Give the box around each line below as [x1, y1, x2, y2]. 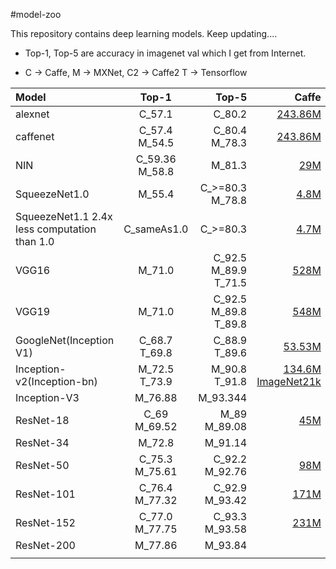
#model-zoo [10, 9, 62, 20]
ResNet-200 [15, 539, 76, 552]
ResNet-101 [15, 487, 76, 501]
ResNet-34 [15, 436, 70, 449]
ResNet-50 [15, 459, 70, 472]
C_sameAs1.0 [123, 222, 189, 236]
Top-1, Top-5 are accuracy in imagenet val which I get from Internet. [24, 47, 307, 59]
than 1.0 [15, 235, 55, 248]
